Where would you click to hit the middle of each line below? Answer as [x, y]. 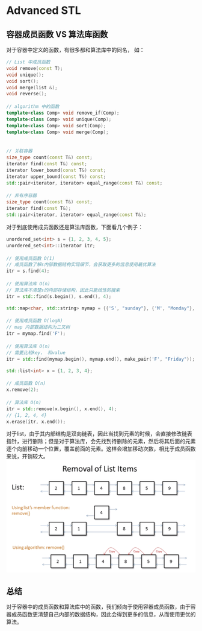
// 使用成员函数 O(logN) [35, 321]
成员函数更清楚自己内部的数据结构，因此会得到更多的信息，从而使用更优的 [103, 614]
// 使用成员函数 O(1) [31, 258]
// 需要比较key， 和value [36, 353]
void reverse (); [26, 94]
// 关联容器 [20, 151]
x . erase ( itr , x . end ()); [36, 422]
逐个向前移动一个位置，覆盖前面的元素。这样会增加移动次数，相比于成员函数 [101, 449]
